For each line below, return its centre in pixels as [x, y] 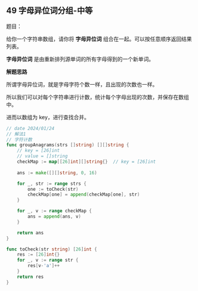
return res [30, 277]
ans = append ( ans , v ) [55, 216]
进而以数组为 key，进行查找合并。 [48, 117]
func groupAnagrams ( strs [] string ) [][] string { [68, 145]
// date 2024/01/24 [30, 128]
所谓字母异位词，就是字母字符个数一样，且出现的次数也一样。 [82, 84]
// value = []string [42, 156]
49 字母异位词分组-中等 [49, 11]
